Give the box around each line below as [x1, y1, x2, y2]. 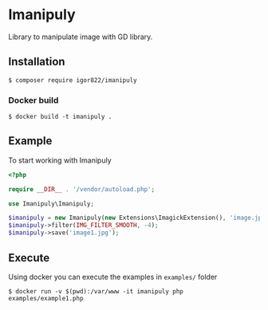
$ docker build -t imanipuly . [8, 113, 112, 121]
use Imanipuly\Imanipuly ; [8, 199, 94, 208]
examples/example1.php [8, 294, 84, 302]
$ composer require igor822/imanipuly [8, 76, 137, 84]
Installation [8, 55, 65, 69]
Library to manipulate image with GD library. [8, 32, 153, 41]
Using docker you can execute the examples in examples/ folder [8, 272, 218, 281]
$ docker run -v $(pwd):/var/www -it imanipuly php [8, 287, 183, 296]
